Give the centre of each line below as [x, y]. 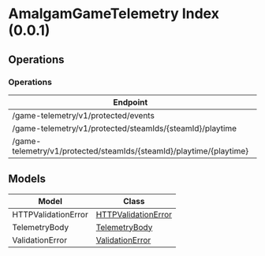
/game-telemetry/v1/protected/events [84, 115]
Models [27, 179]
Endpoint [131, 102]
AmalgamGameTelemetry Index [114, 14]
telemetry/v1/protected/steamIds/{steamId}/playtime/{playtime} [131, 150]
